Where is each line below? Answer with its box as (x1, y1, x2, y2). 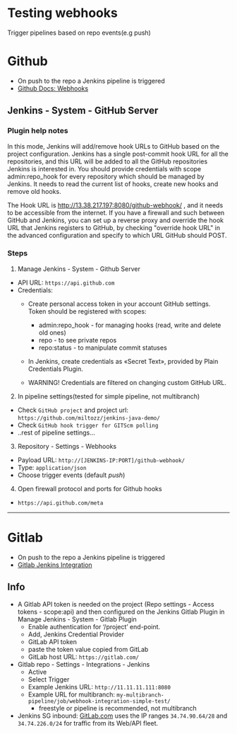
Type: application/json (17, 463, 87, 471)
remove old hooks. (7, 187, 61, 195)
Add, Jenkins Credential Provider (28, 630, 125, 638)
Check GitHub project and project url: (17, 406, 129, 414)
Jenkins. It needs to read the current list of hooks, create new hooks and (7, 179, 219, 188)
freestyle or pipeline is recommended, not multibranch (38, 704, 197, 712)
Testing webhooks (7, 5, 118, 21)
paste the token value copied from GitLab (28, 645, 149, 653)
